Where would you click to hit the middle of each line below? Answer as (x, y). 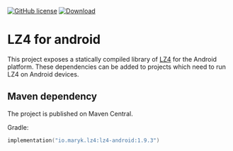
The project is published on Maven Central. (70, 113)
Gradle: (18, 127)
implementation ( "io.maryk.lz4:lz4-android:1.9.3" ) (84, 140)
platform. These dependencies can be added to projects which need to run (117, 67)
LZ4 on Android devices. (43, 74)
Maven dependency (52, 97)
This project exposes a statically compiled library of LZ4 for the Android (112, 59)
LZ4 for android (54, 40)
